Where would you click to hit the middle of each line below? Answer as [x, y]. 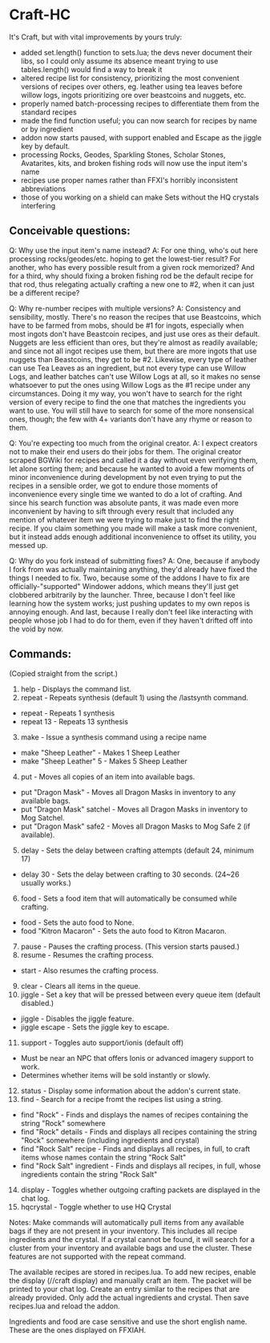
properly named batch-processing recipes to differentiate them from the [140, 103]
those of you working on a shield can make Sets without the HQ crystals [140, 197]
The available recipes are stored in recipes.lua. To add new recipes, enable [133, 1272]
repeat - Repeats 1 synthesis [68, 713]
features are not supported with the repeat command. [98, 1256]
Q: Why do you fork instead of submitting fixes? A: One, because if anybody [135, 561]
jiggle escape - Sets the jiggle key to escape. [95, 1026]
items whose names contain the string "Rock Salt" [103, 1157]
